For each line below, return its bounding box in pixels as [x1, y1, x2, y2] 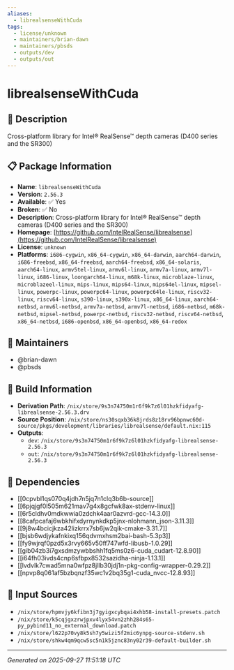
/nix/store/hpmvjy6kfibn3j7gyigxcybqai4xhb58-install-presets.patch [17, 609, 221, 616]
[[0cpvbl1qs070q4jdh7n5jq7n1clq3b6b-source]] [17, 495, 155, 502]
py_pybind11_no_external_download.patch [17, 622, 136, 629]
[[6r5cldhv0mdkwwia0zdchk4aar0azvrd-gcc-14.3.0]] [17, 509, 171, 517]
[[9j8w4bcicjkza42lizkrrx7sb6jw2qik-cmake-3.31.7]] [17, 524, 168, 533]
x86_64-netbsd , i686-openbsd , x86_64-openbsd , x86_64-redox [17, 317, 187, 325]
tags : [7, 23, 23, 30]
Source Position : [17, 415, 66, 424]
